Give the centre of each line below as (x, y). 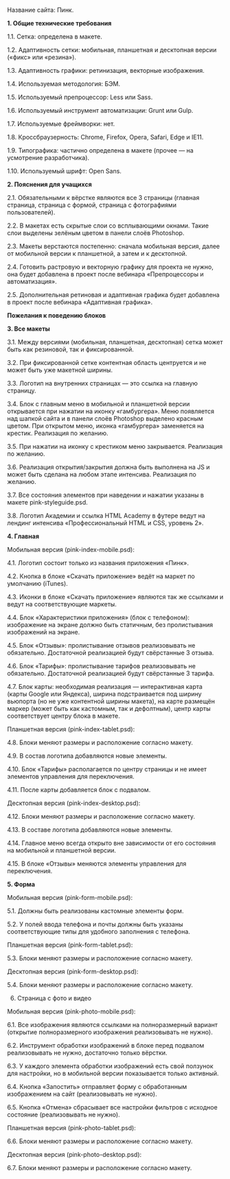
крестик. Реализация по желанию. (58, 433)
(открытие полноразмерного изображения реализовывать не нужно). (110, 1032)
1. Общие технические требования (59, 23)
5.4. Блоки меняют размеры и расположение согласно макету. (100, 985)
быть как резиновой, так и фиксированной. (70, 349)
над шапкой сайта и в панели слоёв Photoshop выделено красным (105, 418)
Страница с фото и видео (54, 998)
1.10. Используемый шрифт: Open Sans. (65, 171)
